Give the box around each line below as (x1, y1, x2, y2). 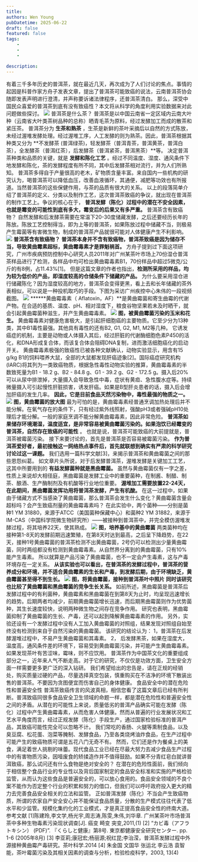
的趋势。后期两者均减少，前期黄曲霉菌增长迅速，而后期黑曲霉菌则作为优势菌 (6, 598, 192, 605)
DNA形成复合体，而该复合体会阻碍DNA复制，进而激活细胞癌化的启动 (21, 339, 189, 346)
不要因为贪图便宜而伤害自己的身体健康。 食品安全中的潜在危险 (37, 679, 189, 686)
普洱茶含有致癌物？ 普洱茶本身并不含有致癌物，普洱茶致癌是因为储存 (13, 235, 180, 242)
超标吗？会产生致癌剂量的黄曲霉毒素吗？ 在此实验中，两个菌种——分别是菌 (6, 501, 189, 508)
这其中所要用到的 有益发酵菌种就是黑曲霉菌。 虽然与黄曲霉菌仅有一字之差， (6, 465, 190, 472)
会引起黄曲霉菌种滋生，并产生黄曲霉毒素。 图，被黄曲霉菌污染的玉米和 (6, 309, 186, 316)
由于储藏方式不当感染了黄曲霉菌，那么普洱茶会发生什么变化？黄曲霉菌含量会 (6, 494, 192, 501)
